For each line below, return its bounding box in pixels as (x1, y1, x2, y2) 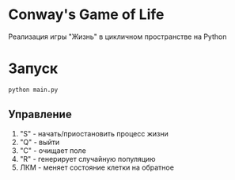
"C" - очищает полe (19, 145, 87, 155)
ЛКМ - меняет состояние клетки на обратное (19, 163, 174, 172)
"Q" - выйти (19, 137, 60, 147)
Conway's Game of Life (8, 6, 165, 24)
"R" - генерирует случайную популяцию (19, 154, 156, 163)
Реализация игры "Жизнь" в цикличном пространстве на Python (8, 32, 227, 41)
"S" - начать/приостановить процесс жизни (19, 128, 169, 138)
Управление (8, 108, 73, 121)
